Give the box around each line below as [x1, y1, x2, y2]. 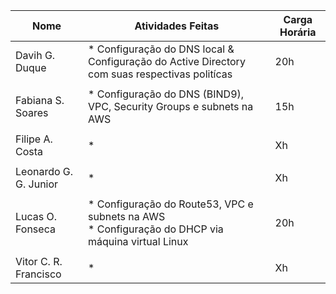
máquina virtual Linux [88, 235, 189, 248]
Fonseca [15, 222, 56, 236]
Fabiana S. [15, 94, 65, 107]
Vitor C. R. [15, 255, 63, 268]
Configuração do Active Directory [88, 55, 246, 68]
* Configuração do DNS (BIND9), [88, 87, 245, 101]
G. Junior [15, 177, 59, 191]
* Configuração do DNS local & [88, 42, 235, 56]
